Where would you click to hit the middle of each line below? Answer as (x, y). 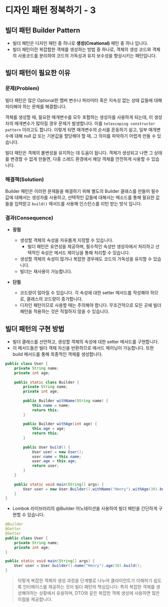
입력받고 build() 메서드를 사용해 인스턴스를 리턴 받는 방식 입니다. (78, 203)
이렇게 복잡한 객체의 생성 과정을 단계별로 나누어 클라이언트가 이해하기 (85, 581)
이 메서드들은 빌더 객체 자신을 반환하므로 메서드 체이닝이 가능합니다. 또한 (83, 348)
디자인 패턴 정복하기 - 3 (50, 10)
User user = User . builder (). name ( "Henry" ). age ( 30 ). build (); (78, 566)
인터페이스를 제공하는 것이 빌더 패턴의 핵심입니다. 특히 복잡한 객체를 (89, 587)
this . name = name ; (51, 405)
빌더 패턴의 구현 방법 (35, 328)
